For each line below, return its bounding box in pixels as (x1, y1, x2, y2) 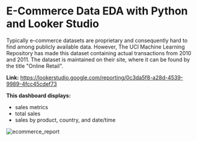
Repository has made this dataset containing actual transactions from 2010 (6, 49, 192, 56)
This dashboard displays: (6, 92, 71, 99)
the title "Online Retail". (6, 62, 64, 70)
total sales (14, 110, 41, 117)
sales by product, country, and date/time (14, 116, 116, 124)
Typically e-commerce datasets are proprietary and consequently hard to (6, 37, 188, 44)
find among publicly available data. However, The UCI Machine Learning (6, 43, 185, 50)
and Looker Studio (6, 17, 99, 31)
